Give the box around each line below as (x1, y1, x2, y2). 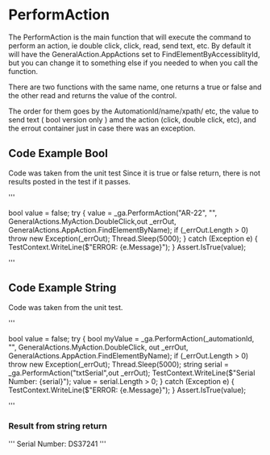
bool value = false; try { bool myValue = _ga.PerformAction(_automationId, (8, 333, 255, 343)
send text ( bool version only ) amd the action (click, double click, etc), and (8, 114, 256, 124)
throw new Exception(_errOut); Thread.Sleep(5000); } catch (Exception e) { (8, 234, 258, 243)
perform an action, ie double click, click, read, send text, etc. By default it (8, 40, 251, 50)
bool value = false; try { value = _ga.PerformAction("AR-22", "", (8, 208, 218, 217)
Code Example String (8, 281, 117, 295)
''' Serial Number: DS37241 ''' (8, 439, 106, 449)
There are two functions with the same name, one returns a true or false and (8, 82, 262, 92)
